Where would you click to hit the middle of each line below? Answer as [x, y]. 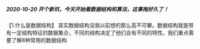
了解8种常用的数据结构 [39, 40]
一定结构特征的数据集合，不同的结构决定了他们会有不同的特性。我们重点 [100, 32]
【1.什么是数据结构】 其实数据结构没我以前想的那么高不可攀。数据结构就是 [97, 25]
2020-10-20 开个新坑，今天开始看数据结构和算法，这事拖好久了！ [87, 9]
